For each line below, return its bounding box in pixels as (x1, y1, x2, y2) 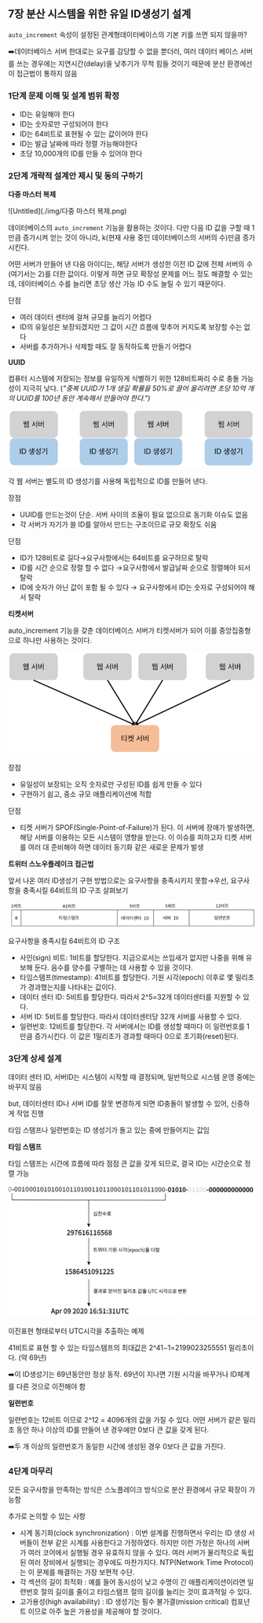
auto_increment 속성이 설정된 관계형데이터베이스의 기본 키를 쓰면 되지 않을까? (8, 30, 247, 39)
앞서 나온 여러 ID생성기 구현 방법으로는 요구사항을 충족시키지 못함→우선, (8, 876, 229, 886)
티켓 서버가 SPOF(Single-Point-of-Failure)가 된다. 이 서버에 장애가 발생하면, (19, 823, 255, 832)
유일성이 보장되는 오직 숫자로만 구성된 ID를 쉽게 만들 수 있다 (19, 780, 203, 789)
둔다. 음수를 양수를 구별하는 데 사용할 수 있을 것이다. (34, 962, 194, 972)
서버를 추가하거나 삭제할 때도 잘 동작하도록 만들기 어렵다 (19, 342, 192, 351)
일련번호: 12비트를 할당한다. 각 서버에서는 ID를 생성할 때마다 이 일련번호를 (19, 1021, 245, 1031)
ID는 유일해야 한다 (19, 109, 75, 119)
